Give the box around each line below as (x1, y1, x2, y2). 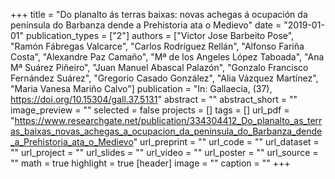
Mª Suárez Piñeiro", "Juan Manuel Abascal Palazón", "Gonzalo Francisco (10, 62, 309, 73)
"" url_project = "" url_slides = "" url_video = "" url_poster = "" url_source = (10, 147, 319, 158)
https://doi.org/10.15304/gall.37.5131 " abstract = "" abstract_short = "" (10, 94, 298, 105)
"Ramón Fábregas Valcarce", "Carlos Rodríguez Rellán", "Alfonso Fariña (10, 40, 305, 52)
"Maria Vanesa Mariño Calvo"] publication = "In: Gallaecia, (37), (10, 83, 273, 94)
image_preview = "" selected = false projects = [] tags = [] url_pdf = (10, 104, 290, 116)
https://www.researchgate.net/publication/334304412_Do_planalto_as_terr (14, 115, 323, 126)
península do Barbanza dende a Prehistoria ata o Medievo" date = (10, 19, 282, 31)
